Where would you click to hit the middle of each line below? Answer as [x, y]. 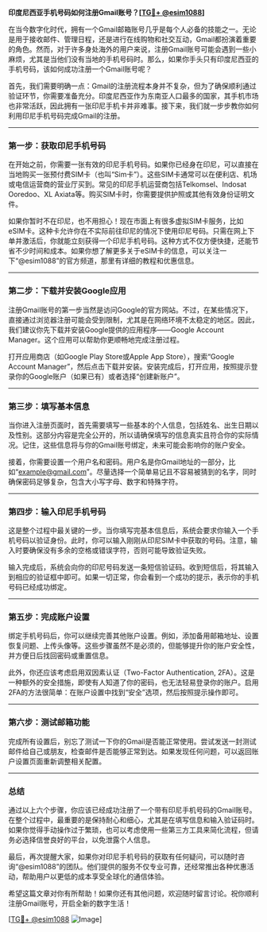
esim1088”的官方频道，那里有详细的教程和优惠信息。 [112, 261]
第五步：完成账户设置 [49, 617]
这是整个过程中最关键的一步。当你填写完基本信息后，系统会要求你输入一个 [130, 531]
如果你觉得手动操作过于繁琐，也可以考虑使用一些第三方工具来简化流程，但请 [133, 830]
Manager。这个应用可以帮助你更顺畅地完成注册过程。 [96, 339]
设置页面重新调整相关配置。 [60, 761]
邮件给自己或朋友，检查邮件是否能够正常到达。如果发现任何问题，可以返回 [130, 751]
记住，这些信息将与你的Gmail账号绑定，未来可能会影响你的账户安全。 [136, 445]
